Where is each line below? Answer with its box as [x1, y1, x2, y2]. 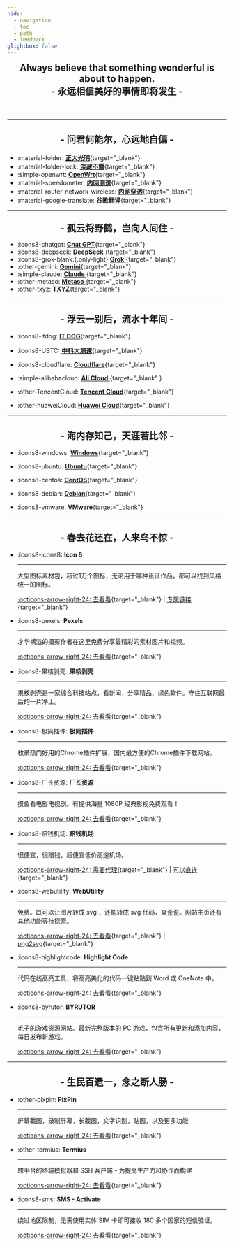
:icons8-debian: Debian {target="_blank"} [17, 489, 136, 498]
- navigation [13, 17, 52, 24]
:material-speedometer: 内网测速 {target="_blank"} [17, 178, 162, 187]
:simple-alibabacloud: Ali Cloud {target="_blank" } [17, 374, 162, 382]
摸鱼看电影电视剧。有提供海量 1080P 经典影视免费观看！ [17, 800, 180, 808]
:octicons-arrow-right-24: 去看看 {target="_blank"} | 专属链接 [17, 595, 192, 603]
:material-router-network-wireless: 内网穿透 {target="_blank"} [17, 187, 194, 196]
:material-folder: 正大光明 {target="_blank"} [17, 153, 141, 162]
